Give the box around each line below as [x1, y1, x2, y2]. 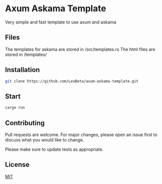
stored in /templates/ [5, 51, 47, 57]
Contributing [5, 118, 45, 127]
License [5, 161, 30, 169]
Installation [5, 66, 40, 74]
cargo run [5, 105, 25, 110]
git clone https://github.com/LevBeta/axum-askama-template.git [5, 79, 139, 84]
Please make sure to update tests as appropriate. [5, 146, 104, 152]
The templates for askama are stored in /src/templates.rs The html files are [5, 46, 156, 52]
